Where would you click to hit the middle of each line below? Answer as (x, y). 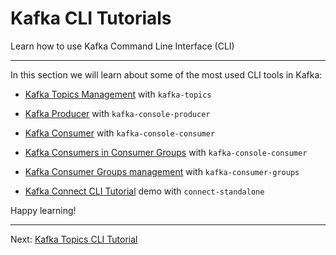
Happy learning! (43, 210)
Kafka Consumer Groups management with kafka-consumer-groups (162, 171)
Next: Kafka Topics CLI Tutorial (74, 239)
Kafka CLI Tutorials (91, 18)
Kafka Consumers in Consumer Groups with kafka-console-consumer (166, 152)
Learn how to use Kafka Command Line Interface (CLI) (122, 46)
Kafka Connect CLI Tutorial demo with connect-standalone (144, 191)
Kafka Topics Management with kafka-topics (118, 94)
